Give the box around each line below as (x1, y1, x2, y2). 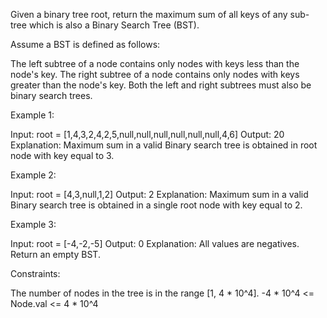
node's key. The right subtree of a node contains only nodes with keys (10, 69, 300, 80)
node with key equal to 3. (10, 150, 115, 161)
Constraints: (10, 268, 61, 279)
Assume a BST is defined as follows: (10, 39, 161, 50)
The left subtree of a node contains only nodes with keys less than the (10, 58, 300, 69)
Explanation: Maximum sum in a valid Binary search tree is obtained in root (10, 139, 318, 151)
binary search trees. (10, 90, 93, 101)
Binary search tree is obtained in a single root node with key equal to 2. (10, 199, 303, 211)
